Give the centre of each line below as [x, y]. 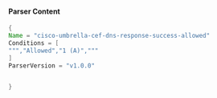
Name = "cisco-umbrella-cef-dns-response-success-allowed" [109, 36]
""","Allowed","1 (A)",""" [53, 51]
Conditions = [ [34, 43]
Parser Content [34, 11]
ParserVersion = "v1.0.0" [51, 65]
